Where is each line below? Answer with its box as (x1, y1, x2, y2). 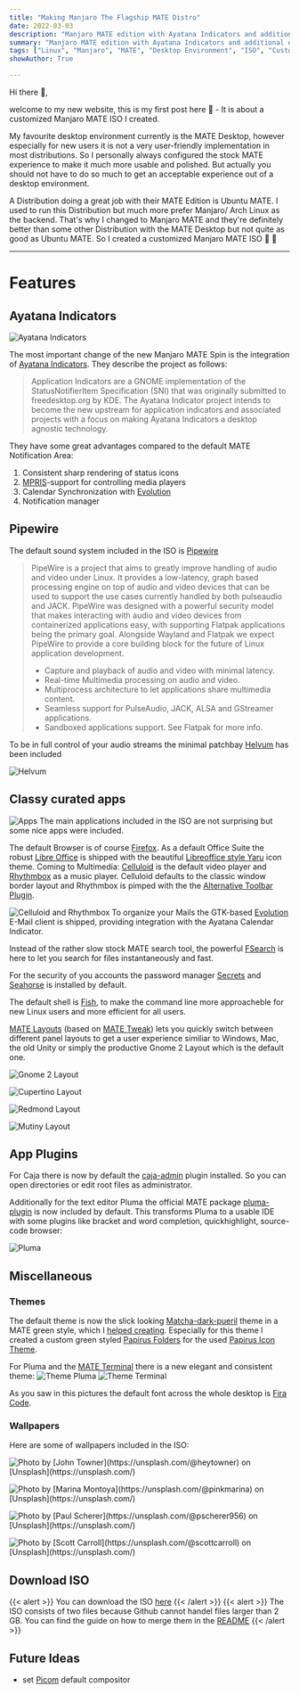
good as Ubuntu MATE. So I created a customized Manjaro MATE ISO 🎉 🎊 (9, 234, 278, 243)
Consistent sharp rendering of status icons (21, 467, 180, 478)
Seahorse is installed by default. (9, 979, 127, 990)
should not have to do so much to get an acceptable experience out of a (9, 169, 274, 179)
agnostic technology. (30, 423, 109, 433)
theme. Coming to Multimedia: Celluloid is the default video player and (9, 861, 267, 872)
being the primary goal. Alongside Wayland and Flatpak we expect (30, 629, 275, 639)
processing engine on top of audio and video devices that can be (30, 581, 270, 592)
